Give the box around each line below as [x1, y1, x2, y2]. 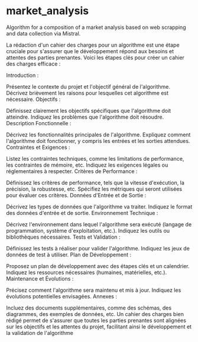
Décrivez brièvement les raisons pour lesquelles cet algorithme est [6, 89, 169, 96]
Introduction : [6, 71, 39, 79]
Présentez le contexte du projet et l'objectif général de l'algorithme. [6, 83, 170, 90]
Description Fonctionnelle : [6, 119, 72, 126]
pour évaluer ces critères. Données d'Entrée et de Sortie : [6, 191, 147, 198]
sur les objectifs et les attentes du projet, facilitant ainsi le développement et [6, 323, 192, 330]
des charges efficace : [6, 60, 61, 67]
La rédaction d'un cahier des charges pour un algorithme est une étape [6, 41, 180, 48]
